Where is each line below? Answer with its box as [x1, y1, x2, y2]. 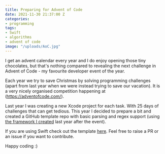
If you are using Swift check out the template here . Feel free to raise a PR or [5, 128, 159, 134]
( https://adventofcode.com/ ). [5, 93, 64, 99]
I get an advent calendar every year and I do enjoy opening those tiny [5, 57, 146, 63]
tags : [5, 26, 16, 31]
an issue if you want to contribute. [5, 133, 74, 139]
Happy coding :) [5, 143, 38, 149]
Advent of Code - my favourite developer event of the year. [5, 68, 126, 74]
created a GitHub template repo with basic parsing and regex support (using [5, 113, 160, 119]
